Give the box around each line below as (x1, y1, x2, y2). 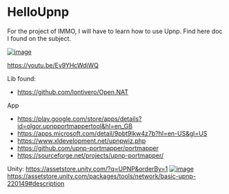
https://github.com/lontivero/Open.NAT (17, 88, 129, 96)
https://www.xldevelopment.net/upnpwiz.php (17, 136, 146, 145)
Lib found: (7, 74, 37, 83)
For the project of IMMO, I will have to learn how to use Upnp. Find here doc (7, 27, 223, 35)
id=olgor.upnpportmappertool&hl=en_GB (17, 122, 133, 130)
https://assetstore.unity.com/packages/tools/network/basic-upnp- (7, 172, 197, 180)
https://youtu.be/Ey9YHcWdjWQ (7, 61, 99, 69)
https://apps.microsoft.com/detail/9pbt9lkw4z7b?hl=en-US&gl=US (17, 129, 208, 137)
